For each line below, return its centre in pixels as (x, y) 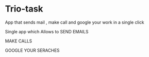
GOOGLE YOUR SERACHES (32, 50)
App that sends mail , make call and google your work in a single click (75, 22)
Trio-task (24, 9)
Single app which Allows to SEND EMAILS (47, 31)
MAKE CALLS (19, 41)
